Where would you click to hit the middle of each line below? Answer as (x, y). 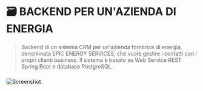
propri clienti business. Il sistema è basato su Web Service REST (101, 60)
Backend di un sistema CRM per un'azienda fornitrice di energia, (101, 47)
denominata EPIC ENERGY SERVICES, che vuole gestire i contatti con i (109, 54)
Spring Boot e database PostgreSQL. (67, 67)
